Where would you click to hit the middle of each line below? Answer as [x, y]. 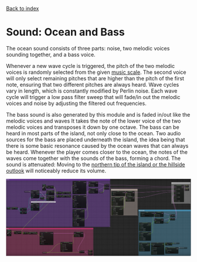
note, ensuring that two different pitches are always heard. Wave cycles [93, 84]
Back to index [23, 8]
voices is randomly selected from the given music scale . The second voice [96, 72]
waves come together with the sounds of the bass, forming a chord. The [94, 158]
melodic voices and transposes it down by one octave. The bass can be [93, 127]
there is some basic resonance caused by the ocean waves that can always [97, 145]
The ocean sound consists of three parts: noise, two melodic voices [88, 48]
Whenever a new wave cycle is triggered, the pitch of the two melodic [91, 66]
